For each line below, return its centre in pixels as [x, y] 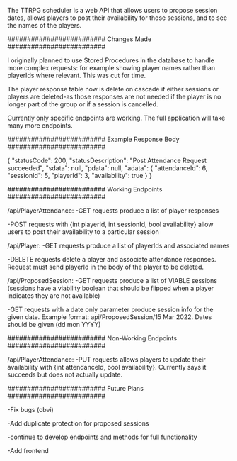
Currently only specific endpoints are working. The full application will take [116, 118]
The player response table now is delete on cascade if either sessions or [113, 89]
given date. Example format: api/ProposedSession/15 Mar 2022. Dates [110, 317]
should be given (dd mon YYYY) [54, 324]
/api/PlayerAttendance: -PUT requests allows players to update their [107, 360]
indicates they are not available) [54, 296]
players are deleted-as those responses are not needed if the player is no [114, 96]
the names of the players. [45, 25]
